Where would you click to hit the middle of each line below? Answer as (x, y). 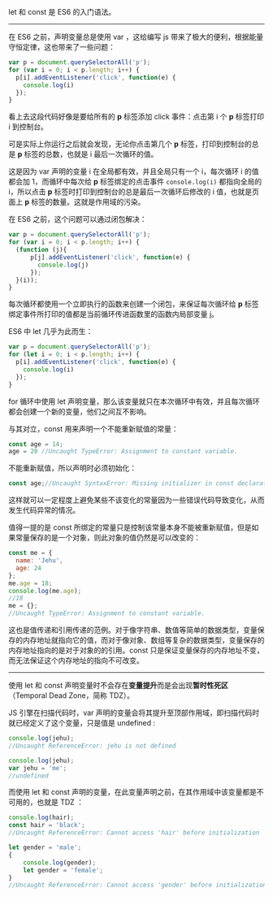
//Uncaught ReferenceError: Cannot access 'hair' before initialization (134, 833)
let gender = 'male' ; (45, 847)
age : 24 (29, 568)
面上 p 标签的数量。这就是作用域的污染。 (77, 202)
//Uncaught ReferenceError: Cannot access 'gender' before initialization (138, 885)
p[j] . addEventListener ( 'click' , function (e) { (110, 257)
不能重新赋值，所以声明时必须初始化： (72, 468)
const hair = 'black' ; (47, 825)
